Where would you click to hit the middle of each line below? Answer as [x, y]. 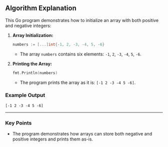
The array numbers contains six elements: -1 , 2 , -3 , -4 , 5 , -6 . [80, 54]
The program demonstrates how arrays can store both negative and [82, 134]
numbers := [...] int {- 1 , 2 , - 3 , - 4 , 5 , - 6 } [58, 44]
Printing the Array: [32, 63]
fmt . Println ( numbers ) [35, 73]
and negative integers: [28, 25]
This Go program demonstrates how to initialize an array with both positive [82, 20]
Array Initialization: [33, 35]
